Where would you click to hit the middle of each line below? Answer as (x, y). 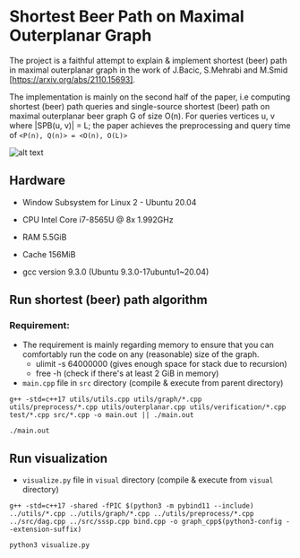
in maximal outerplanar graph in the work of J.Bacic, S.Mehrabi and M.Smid (149, 70)
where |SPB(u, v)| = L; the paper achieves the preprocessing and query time (150, 125)
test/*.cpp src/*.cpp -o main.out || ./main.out (102, 415)
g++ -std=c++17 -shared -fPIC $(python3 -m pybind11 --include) (132, 506)
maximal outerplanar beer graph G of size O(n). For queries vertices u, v (142, 116)
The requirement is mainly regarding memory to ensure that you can (148, 345)
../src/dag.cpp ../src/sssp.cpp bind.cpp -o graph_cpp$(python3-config (146, 522)
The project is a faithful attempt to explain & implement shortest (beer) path (148, 60)
